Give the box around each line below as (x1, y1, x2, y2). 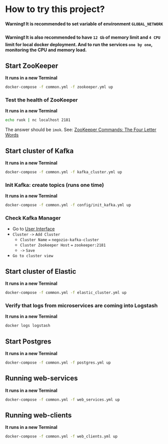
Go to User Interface (12, 226, 55, 232)
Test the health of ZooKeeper (5, 96, 78, 103)
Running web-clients (5, 411, 72, 420)
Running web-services (5, 374, 78, 383)
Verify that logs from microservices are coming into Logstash (5, 302, 158, 309)
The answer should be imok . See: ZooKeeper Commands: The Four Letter (5, 127, 156, 133)
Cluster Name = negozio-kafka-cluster (20, 238, 99, 243)
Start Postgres (5, 337, 52, 346)
